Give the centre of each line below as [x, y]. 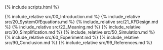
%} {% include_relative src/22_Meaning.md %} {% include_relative [73, 27]
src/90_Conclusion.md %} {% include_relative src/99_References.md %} [79, 43]
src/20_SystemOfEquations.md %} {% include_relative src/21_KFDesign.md [81, 22]
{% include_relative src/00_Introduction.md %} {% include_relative [72, 16]
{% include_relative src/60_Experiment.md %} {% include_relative [72, 37]
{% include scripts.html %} [32, 7]
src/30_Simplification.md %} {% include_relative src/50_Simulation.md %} [80, 32]
